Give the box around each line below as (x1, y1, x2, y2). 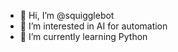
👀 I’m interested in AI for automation (19, 20, 168, 32)
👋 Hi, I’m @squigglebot (19, 10, 115, 21)
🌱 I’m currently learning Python (19, 31, 148, 42)
